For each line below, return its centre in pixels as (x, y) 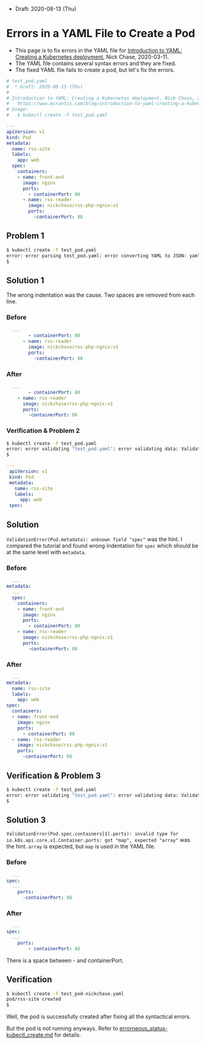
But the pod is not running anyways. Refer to (62, 1029)
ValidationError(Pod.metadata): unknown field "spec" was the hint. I (94, 539)
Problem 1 (25, 236)
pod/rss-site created (34, 999)
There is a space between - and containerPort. (65, 960)
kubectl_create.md (30, 1035)
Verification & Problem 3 (54, 776)
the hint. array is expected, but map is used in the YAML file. (81, 846)
